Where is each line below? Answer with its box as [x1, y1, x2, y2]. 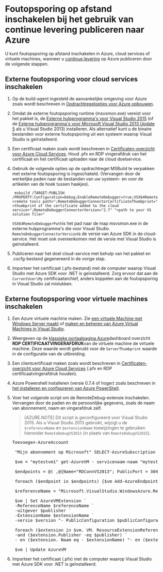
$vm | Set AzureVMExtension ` [15, 498, 87, 503]
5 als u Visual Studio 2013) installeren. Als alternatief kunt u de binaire [12, 126, 152, 132]
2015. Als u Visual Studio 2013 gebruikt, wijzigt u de [24, 419, 128, 425]
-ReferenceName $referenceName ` [15, 503, 95, 508]
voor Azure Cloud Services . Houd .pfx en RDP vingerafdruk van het [12, 151, 147, 157]
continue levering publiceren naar [5, 24, 145, 35]
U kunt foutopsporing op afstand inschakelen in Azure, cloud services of [5, 50, 150, 57]
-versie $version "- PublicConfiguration [15, 517, 115, 523]
